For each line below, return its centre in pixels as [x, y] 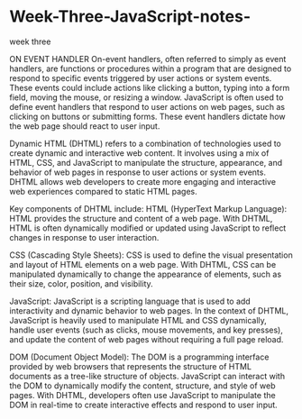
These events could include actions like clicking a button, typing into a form [150, 87]
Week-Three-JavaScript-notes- [130, 17]
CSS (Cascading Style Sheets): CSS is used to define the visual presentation [151, 255]
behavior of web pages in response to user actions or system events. [137, 172]
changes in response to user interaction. [84, 237]
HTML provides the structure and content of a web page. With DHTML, [141, 218]
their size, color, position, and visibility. [81, 283]
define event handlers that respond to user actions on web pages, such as [147, 106]
